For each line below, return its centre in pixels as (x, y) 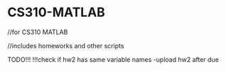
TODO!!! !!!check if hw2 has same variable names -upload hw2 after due (113, 59)
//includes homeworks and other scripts (66, 45)
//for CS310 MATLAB (38, 32)
